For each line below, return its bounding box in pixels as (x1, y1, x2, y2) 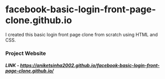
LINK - (5, 63, 20, 69)
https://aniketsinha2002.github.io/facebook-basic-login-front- (20, 63, 160, 69)
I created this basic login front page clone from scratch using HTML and (5, 31, 158, 37)
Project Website (5, 50, 46, 57)
